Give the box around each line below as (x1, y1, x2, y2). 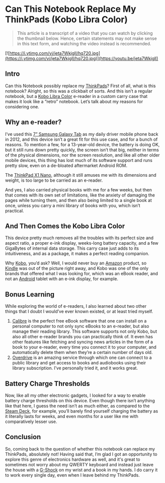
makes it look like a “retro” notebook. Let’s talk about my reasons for (5, 98, 143, 104)
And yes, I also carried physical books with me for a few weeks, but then (5, 187, 152, 193)
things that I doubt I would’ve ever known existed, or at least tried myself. (5, 309, 153, 315)
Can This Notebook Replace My (5, 3, 137, 15)
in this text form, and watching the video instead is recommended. (17, 40, 151, 46)
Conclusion (5, 433, 41, 441)
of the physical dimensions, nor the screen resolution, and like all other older (5, 152, 160, 158)
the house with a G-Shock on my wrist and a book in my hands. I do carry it (5, 467, 158, 473)
